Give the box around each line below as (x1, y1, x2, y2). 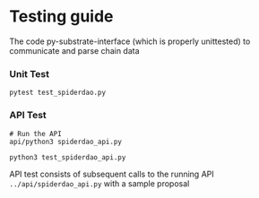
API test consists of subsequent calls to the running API (9, 168, 214, 179)
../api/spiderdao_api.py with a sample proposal (9, 177, 190, 189)
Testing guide (9, 6, 114, 27)
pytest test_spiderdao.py (9, 88, 106, 98)
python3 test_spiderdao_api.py (9, 152, 126, 162)
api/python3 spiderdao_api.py (9, 137, 123, 146)
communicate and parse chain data (9, 45, 141, 56)
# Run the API (9, 129, 63, 138)
